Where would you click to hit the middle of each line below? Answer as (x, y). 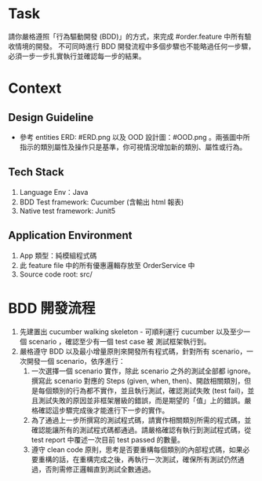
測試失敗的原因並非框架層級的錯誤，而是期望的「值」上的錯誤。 (141, 400)
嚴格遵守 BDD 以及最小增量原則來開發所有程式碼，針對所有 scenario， (133, 351)
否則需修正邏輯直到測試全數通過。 (100, 469)
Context (35, 88)
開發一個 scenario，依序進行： (76, 361)
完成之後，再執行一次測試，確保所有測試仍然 (165, 459)
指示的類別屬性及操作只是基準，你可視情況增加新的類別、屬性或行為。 (133, 147)
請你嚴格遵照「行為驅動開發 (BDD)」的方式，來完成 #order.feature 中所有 (126, 36)
